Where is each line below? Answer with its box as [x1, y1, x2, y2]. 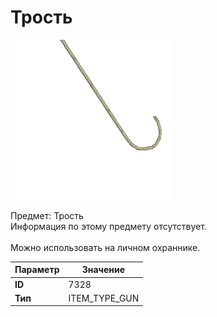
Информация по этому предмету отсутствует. [10, 220, 207, 232]
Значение [81, 264, 126, 276]
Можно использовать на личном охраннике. [10, 241, 201, 253]
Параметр [14, 264, 60, 276]
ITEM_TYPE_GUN [68, 292, 140, 304]
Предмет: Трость [10, 209, 84, 221]
